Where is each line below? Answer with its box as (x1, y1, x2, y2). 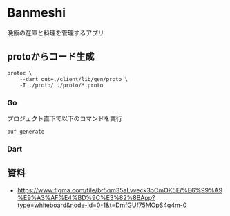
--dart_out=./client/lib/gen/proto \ (19, 75, 128, 82)
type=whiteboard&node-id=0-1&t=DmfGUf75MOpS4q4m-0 (17, 201, 187, 209)
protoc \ (7, 69, 32, 77)
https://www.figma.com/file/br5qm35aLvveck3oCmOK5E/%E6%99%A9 (17, 186, 223, 195)
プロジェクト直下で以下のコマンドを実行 (7, 114, 122, 123)
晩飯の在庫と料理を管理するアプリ (7, 28, 104, 37)
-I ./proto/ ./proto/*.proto (19, 82, 104, 89)
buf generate (7, 128, 45, 136)
